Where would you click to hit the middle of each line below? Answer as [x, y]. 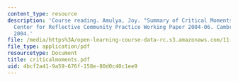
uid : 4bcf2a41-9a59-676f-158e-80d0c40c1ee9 [73, 66]
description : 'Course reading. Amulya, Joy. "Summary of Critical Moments [120, 20]
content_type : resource [42, 14]
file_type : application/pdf [49, 46]
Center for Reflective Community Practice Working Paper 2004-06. [114, 27]
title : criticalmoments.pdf [49, 60]
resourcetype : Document [42, 54]
